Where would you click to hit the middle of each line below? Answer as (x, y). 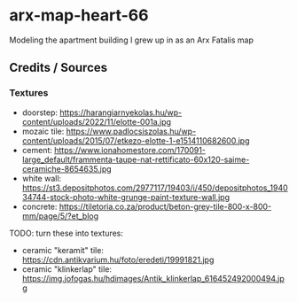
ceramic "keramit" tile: (63, 250)
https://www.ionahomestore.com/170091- (130, 150)
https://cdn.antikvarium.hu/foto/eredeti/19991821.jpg (118, 259)
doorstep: (40, 112)
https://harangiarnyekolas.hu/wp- (121, 112)
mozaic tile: (43, 131)
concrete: (39, 206)
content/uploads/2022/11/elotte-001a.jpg (96, 121)
